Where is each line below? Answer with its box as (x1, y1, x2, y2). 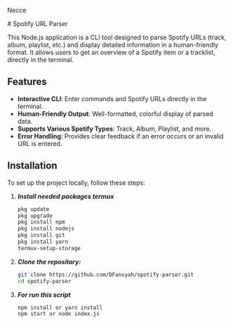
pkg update (17, 205, 50, 213)
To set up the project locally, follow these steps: (7, 179, 146, 187)
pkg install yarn (17, 238, 69, 245)
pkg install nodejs (17, 225, 75, 233)
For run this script (17, 290, 72, 299)
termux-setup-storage (17, 245, 81, 252)
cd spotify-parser (17, 278, 72, 285)
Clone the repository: (17, 257, 81, 266)
